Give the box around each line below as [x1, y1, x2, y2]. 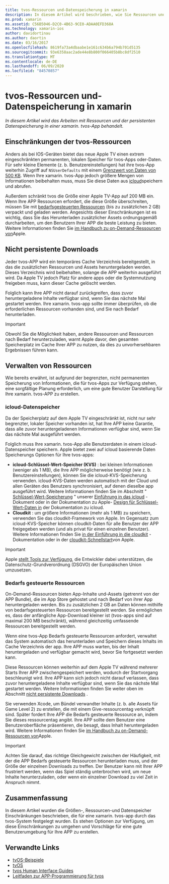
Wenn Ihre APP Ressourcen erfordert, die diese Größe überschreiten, [5, 198, 148, 204]
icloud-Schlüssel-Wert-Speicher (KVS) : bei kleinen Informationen [12, 461, 153, 467]
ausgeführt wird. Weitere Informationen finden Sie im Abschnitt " [12, 488, 147, 494]
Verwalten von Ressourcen [5, 361, 92, 370]
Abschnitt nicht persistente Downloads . [5, 691, 88, 697]
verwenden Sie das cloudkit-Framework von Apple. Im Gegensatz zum [12, 515, 159, 521]
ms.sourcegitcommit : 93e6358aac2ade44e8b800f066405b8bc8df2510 [5, 49, 141, 55]
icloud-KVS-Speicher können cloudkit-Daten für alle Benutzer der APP [12, 521, 159, 527]
